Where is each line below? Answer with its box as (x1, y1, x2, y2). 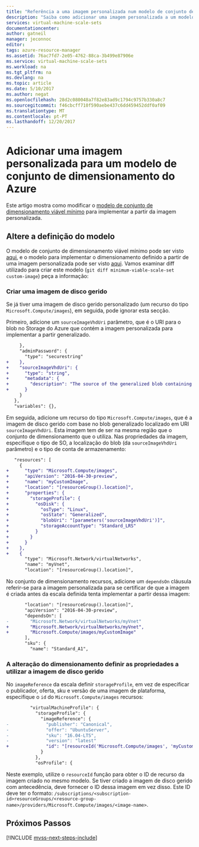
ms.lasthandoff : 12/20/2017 (6, 119, 76, 125)
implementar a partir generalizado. (6, 331, 91, 338)
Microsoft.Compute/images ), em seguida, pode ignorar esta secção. (6, 307, 171, 314)
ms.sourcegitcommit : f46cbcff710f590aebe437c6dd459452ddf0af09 (6, 102, 166, 108)
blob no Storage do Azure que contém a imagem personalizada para (6, 325, 173, 332)
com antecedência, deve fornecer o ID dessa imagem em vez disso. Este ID (6, 783, 191, 790)
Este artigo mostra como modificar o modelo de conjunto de (6, 202, 153, 209)
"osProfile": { (35, 760, 73, 766)
